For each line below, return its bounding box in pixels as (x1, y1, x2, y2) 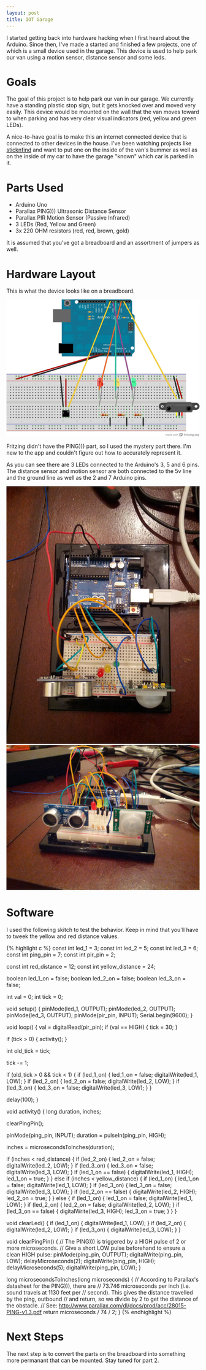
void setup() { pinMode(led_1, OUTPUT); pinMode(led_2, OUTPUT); (6, 1005, 176, 1012)
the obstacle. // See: (6, 1302, 58, 1309)
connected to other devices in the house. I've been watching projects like (6, 140, 192, 147)
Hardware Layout (6, 267, 96, 281)
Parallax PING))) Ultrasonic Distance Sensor (15, 207, 127, 215)
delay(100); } (6, 1096, 39, 1104)
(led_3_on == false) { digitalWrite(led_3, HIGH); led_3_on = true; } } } (6, 1207, 177, 1215)
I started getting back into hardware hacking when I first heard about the (6, 34, 190, 41)
